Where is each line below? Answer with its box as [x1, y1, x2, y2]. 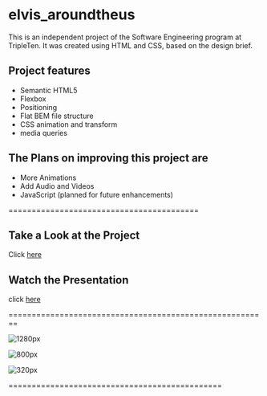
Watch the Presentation [8, 273, 129, 287]
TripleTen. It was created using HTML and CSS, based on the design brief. [8, 40, 253, 50]
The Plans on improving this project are [8, 151, 208, 165]
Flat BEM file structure [19, 111, 94, 120]
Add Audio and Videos [19, 181, 95, 190]
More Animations [19, 173, 77, 182]
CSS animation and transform [19, 119, 118, 129]
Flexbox [19, 94, 47, 104]
